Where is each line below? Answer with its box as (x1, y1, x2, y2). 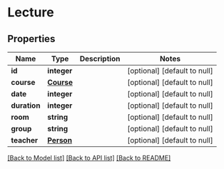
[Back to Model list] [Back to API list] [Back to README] (7, 154, 171, 162)
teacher (11, 135, 39, 145)
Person (47, 135, 73, 145)
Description (79, 54, 121, 63)
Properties (7, 33, 56, 45)
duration (11, 101, 41, 111)
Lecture (7, 4, 55, 21)
